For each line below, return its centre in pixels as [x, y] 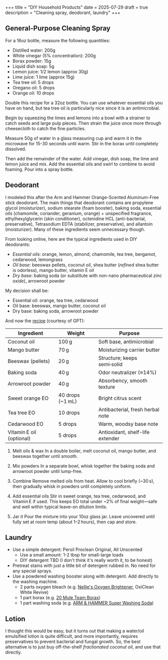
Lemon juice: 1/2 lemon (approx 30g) [50, 71]
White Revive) [34, 592]
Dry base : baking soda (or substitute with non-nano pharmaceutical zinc [87, 275]
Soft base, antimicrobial [126, 341]
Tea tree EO [21, 413]
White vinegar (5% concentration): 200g [54, 55]
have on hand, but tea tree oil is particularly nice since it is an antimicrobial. [83, 108]
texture [107, 387]
